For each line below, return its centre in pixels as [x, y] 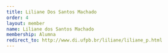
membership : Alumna [31, 35]
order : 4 [17, 18]
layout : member [26, 23]
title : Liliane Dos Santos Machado [52, 12]
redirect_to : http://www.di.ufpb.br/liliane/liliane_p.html [85, 40]
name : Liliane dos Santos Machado [50, 29]
